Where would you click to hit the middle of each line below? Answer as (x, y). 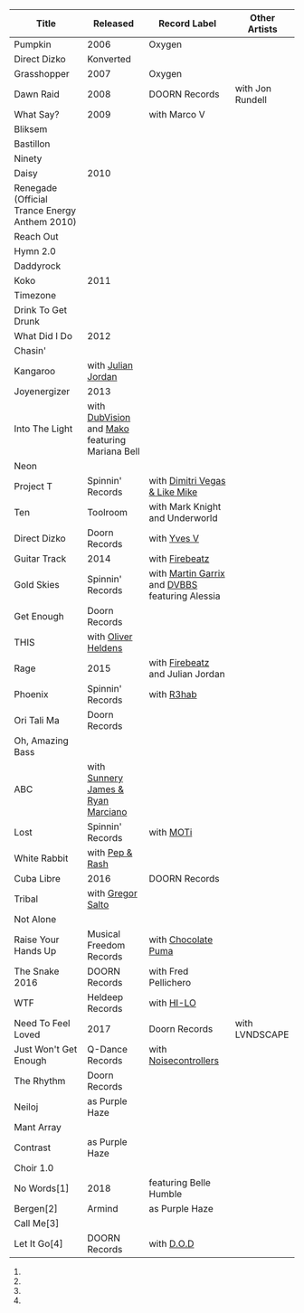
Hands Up (35, 951)
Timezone (35, 295)
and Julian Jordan (187, 674)
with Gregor (112, 893)
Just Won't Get (46, 1049)
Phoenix (31, 694)
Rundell (251, 100)
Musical (104, 934)
